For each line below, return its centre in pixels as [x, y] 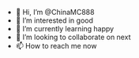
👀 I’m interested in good [54, 20]
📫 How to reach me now [56, 46]
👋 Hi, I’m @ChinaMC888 [55, 12]
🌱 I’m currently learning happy [65, 29]
